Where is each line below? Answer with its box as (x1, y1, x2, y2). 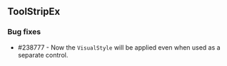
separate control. (17, 50, 69, 59)
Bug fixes (7, 27, 41, 37)
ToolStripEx (7, 6, 61, 18)
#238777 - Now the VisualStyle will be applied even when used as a (17, 43, 221, 52)
